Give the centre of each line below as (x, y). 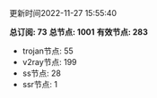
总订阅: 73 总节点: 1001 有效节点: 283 (78, 32)
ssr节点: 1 (40, 84)
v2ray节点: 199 (50, 62)
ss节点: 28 (41, 73)
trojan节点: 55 (48, 51)
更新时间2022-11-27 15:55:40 (63, 13)
